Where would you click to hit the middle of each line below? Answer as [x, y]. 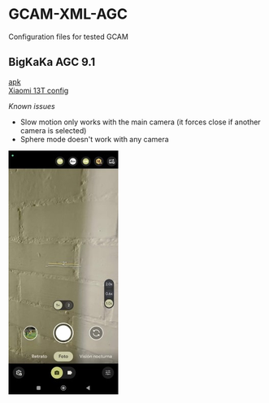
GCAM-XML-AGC [68, 14]
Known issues [32, 106]
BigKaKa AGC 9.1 [52, 62]
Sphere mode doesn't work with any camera [94, 139]
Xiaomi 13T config [39, 90]
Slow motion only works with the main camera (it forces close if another [141, 122]
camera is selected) [53, 130]
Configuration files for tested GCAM [68, 37]
